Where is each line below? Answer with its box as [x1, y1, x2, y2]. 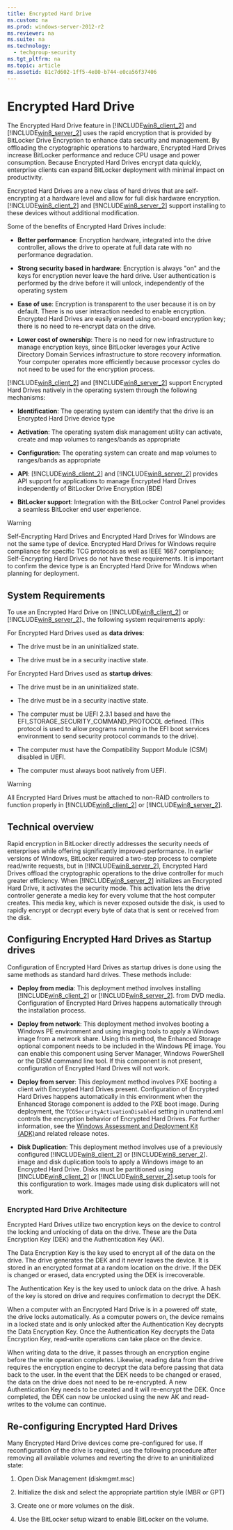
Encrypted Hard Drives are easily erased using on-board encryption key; [17, 315, 226, 323]
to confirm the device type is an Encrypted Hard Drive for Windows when [7, 562, 218, 570]
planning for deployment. [7, 569, 79, 578]
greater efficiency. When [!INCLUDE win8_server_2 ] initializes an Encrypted [7, 877, 223, 885]
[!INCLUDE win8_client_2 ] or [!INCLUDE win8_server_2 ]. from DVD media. [17, 991, 226, 999]
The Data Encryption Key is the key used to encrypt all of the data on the [7, 1249, 216, 1257]
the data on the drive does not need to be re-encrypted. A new [7, 1378, 188, 1387]
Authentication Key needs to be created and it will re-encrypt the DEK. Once [7, 1385, 226, 1394]
